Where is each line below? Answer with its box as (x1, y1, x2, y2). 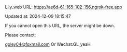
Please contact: (5, 32, 36, 38)
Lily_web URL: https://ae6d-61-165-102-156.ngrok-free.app (5, 4, 122, 10)
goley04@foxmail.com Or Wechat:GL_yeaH (5, 41, 91, 47)
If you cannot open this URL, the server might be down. (5, 23, 115, 28)
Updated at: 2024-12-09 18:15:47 (5, 13, 71, 19)
